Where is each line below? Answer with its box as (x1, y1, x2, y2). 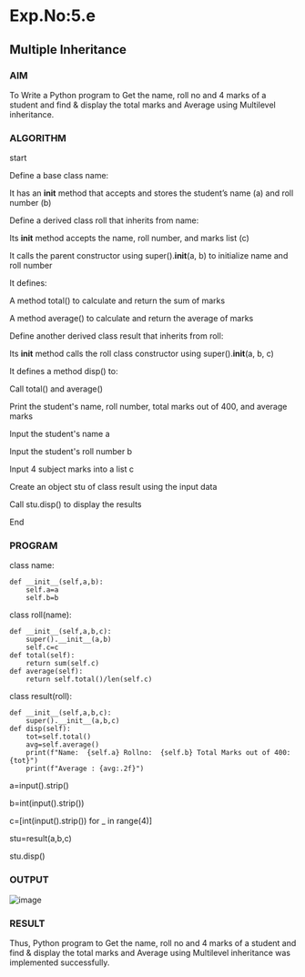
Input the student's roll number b (9, 446, 133, 457)
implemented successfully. (9, 957, 110, 968)
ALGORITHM (9, 131, 66, 144)
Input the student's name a (9, 429, 111, 440)
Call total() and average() (9, 383, 103, 394)
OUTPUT (9, 873, 49, 886)
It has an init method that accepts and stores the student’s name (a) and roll (9, 188, 294, 198)
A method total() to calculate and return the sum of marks (9, 295, 226, 306)
